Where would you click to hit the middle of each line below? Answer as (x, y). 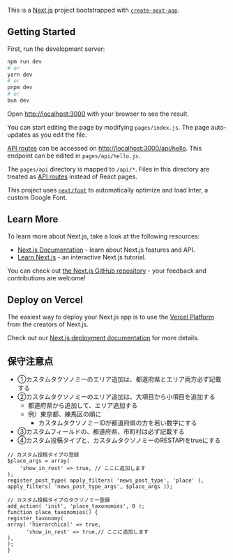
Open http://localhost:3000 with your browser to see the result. (98, 114)
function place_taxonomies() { (53, 513)
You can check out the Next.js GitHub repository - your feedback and (107, 271)
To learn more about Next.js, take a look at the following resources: (104, 236)
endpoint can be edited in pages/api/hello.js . (74, 156)
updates (19, 135)
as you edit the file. (60, 135)
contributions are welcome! (46, 278)
